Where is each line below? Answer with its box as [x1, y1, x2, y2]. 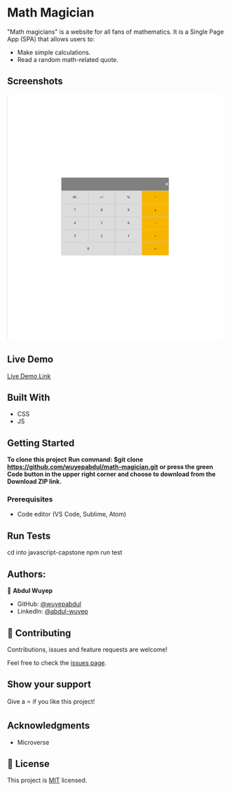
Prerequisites [7, 495, 53, 504]
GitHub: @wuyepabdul [16, 600, 81, 608]
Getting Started [7, 437, 75, 448]
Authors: [7, 568, 46, 580]
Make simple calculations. [16, 48, 91, 56]
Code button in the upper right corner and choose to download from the [7, 470, 216, 479]
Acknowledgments [7, 720, 91, 732]
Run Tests [7, 530, 51, 541]
